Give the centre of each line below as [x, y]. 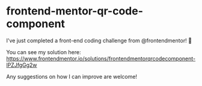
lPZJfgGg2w [22, 65]
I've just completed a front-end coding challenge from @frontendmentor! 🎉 [99, 40]
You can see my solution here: [44, 52]
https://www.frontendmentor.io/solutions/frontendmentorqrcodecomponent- [101, 58]
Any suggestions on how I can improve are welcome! [72, 76]
